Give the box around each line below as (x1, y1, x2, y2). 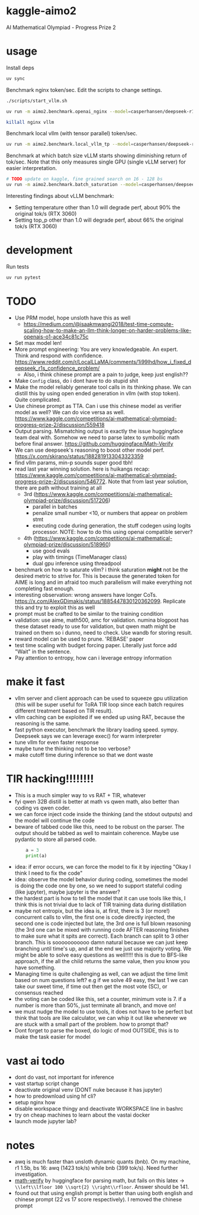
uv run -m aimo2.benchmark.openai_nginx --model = (6, 108, 131, 114)
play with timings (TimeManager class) (32, 553, 127, 561)
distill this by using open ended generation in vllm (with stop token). (14, 389, 181, 397)
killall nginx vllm (6, 119, 54, 125)
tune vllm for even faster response (14, 738, 99, 746)
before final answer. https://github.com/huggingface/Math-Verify (14, 440, 174, 447)
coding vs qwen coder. (14, 804, 71, 811)
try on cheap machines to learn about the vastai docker (14, 1111, 150, 1118)
